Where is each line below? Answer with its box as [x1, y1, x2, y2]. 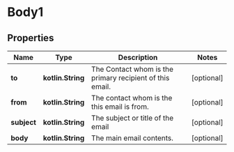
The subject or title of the [91, 113, 174, 123]
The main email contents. [91, 133, 174, 143]
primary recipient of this [91, 73, 170, 82]
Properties [7, 32, 54, 44]
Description [118, 53, 158, 62]
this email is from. [91, 102, 149, 112]
